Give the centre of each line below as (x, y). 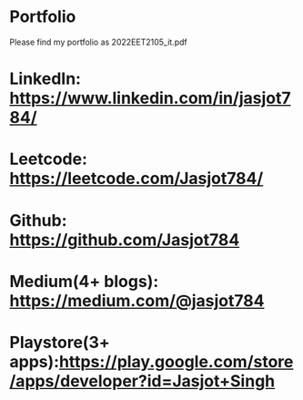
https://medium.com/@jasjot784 (137, 300)
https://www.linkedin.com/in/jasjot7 (150, 98)
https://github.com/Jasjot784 (125, 240)
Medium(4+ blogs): (84, 281)
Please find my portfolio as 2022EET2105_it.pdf (99, 42)
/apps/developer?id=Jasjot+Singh (142, 381)
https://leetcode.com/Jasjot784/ (136, 179)
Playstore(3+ (60, 342)
